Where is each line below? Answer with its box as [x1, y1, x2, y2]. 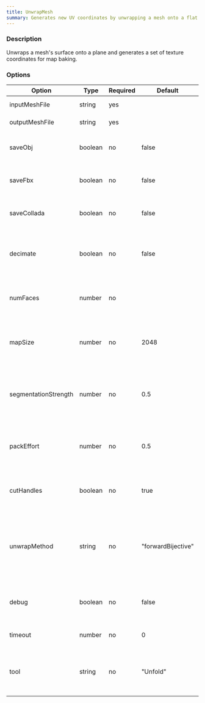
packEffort [9, 442, 40, 451]
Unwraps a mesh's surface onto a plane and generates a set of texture [6, 48, 184, 56]
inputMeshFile [9, 100, 51, 109]
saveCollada [9, 209, 45, 218]
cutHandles [9, 487, 43, 495]
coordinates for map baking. [6, 55, 77, 62]
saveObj [9, 143, 34, 152]
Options [6, 70, 31, 79]
